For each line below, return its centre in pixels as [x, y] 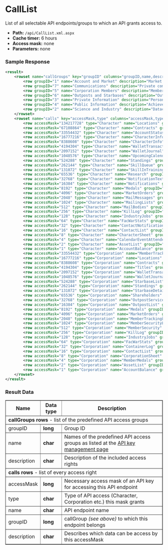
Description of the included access [105, 458]
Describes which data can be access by [111, 533]
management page [86, 449]
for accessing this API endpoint [101, 487]
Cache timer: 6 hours [35, 38]
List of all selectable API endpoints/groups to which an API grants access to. [84, 23]
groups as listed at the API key [100, 443]
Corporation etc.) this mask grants [104, 502]
